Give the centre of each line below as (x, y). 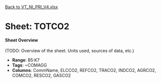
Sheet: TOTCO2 (37, 27)
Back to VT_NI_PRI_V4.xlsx (32, 7)
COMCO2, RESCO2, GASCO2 (41, 76)
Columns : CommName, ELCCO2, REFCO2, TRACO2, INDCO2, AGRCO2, (84, 70)
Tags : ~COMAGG (29, 65)
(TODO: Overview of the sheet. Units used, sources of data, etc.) (70, 51)
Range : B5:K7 (26, 60)
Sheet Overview (22, 40)
